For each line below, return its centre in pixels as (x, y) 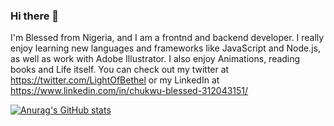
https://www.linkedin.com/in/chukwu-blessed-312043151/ (129, 91)
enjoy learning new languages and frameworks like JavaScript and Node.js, (165, 48)
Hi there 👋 (35, 16)
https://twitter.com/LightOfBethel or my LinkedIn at (115, 80)
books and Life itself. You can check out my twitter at (120, 70)
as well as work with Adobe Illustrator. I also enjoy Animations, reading (155, 59)
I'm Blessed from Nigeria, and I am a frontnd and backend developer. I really (167, 38)
